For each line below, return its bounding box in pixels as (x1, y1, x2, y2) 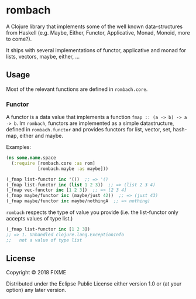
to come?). (6, 35, 32, 42)
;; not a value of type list (6, 237, 82, 243)
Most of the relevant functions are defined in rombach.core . (6, 86, 148, 93)
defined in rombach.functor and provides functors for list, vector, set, (6, 126, 172, 133)
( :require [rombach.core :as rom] (11, 160, 95, 166)
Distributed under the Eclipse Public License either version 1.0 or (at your (6, 280, 182, 287)
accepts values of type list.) (6, 215, 73, 222)
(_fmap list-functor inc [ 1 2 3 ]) (6, 226, 91, 232)
